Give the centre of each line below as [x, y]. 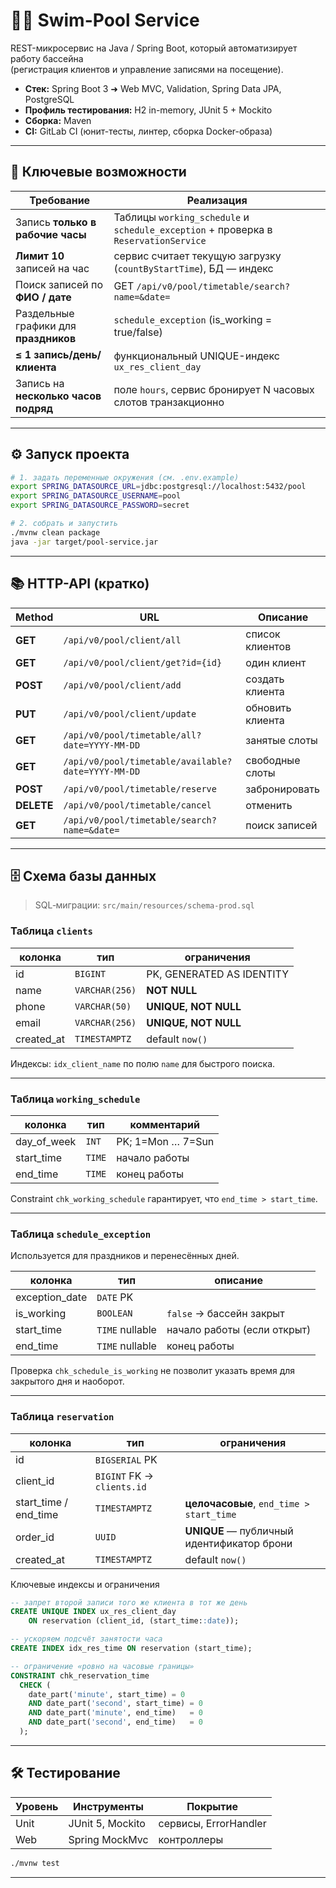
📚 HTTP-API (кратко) [80, 584]
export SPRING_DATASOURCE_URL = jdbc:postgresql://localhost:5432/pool [158, 487]
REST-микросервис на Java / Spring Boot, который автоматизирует [154, 48]
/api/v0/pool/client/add [122, 685]
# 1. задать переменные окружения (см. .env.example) [125, 477]
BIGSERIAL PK [126, 1459]
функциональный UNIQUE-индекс [196, 356]
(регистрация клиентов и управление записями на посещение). [147, 69]
